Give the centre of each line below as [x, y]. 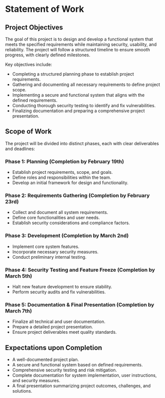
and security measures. [36, 381]
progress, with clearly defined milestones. [48, 55]
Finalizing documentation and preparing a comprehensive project [79, 111]
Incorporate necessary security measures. [55, 252]
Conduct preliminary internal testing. [49, 257]
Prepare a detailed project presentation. [52, 327]
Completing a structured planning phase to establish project [73, 74]
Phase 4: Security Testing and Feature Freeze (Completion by [80, 270]
